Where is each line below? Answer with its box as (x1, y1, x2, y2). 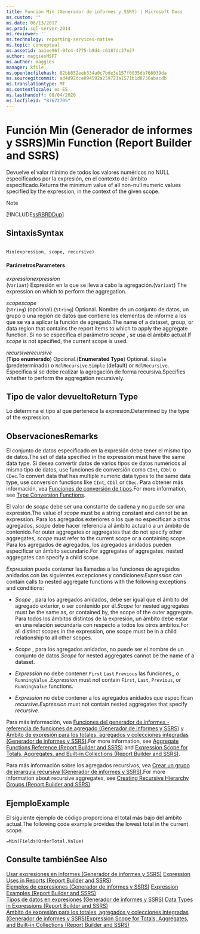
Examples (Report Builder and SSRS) (6, 889, 97, 896)
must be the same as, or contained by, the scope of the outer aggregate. (14, 609, 194, 616)
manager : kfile (6, 64, 44, 71)
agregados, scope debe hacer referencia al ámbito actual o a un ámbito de (6, 522, 190, 529)
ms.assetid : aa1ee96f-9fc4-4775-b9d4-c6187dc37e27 (6, 48, 135, 54)
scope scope (6, 299, 37, 307)
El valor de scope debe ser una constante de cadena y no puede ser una (6, 503, 185, 510)
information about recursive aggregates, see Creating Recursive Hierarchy (6, 774, 189, 782)
